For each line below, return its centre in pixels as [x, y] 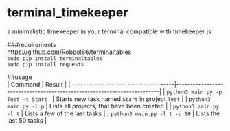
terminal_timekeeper [68, 13]
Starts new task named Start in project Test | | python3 [133, 99]
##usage [20, 77]
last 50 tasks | [27, 120]
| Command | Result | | [39, 84]
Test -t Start [27, 99]
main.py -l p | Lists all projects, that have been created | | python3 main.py [113, 106]
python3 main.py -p [194, 92]
